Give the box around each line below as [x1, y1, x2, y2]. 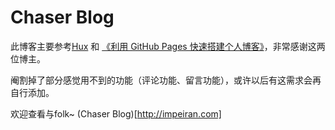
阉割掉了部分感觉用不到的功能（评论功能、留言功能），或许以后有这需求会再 [10, 74, 322, 86]
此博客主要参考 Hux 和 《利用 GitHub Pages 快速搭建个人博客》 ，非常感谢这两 [10, 40, 326, 52]
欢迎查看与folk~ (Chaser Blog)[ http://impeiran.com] [10, 107, 222, 120]
